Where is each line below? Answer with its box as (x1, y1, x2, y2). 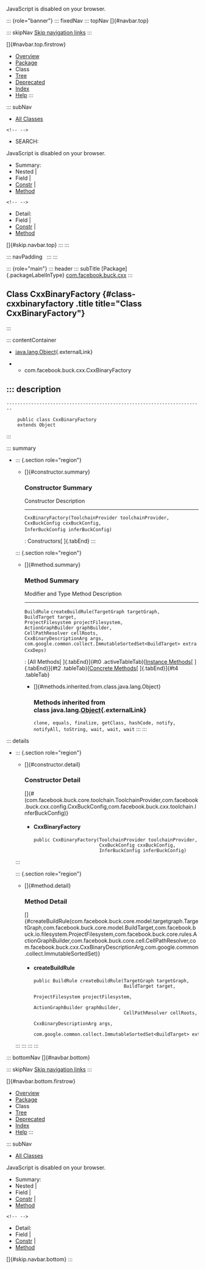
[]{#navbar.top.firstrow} (6, 41, 66, 48)
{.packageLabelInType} (6, 271, 65, 279)
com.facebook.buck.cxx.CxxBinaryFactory (24, 366, 131, 373)
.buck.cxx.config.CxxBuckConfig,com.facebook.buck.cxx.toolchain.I (24, 803, 196, 810)
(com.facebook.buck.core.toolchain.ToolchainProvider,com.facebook (24, 796, 198, 803)
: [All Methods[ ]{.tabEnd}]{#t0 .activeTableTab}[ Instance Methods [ (24, 658, 193, 666)
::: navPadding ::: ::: (6, 253, 58, 260)
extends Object (17, 422, 56, 428)
